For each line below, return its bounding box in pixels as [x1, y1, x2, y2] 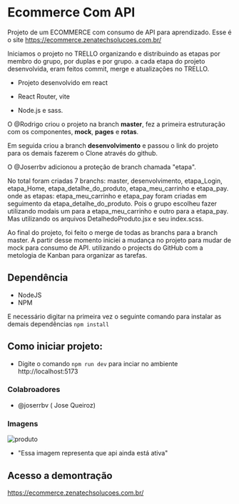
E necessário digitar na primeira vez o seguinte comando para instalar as [7, 312, 222, 321]
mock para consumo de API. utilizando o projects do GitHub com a [7, 243, 203, 252]
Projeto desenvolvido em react [17, 78, 108, 86]
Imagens [7, 418, 39, 428]
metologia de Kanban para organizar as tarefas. [7, 251, 148, 259]
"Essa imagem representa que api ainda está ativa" [17, 449, 168, 458]
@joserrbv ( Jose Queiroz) [17, 400, 96, 409]
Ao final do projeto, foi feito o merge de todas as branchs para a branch [7, 228, 218, 236]
